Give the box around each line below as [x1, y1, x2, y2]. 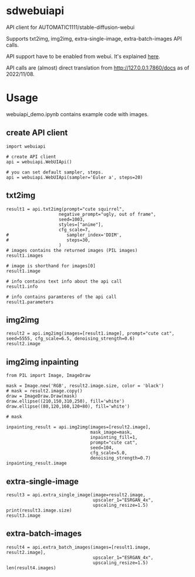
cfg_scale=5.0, [90, 450, 127, 456]
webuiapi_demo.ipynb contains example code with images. [6, 110, 149, 117]
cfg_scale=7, [58, 227, 91, 232]
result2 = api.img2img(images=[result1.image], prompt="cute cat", [6, 330, 175, 337]
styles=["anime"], [58, 221, 104, 228]
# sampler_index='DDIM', [6, 232, 122, 238]
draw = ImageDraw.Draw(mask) [6, 394, 78, 399]
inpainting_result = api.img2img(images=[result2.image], [6, 424, 151, 430]
